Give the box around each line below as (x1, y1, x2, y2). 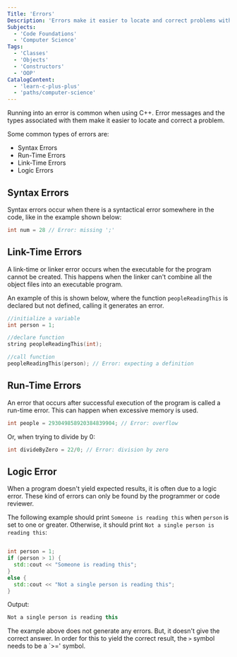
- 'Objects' (13, 57, 49, 64)
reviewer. (7, 499, 34, 508)
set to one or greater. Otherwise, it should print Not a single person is (7, 521, 215, 529)
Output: (7, 600, 30, 609)
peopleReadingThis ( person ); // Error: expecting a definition (7, 360, 194, 367)
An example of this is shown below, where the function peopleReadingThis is (7, 293, 229, 302)
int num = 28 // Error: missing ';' (7, 226, 115, 233)
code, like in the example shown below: (7, 213, 122, 221)
